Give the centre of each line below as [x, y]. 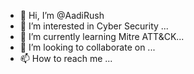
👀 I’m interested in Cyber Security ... [94, 26]
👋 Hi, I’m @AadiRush [62, 15]
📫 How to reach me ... [66, 58]
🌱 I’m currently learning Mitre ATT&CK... [102, 36]
